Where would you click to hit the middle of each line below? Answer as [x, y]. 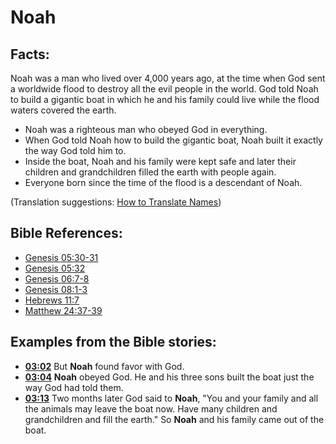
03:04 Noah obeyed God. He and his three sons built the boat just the [169, 377]
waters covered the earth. [63, 110]
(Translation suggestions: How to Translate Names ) [116, 202]
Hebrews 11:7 [52, 300]
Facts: [30, 54]
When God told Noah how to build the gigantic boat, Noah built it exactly [173, 140]
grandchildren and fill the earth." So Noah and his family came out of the [174, 419]
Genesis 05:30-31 [61, 257]
